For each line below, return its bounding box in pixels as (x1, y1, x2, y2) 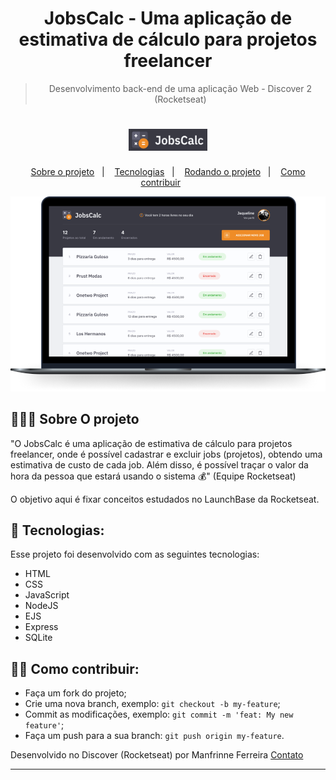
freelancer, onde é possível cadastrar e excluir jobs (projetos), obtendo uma (10, 448, 323, 460)
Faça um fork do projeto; (24, 687, 127, 699)
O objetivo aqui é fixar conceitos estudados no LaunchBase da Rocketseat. (10, 493, 320, 505)
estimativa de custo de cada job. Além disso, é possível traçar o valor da (10, 458, 309, 471)
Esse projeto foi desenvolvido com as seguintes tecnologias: (10, 548, 260, 561)
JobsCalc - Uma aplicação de (43, 7, 293, 30)
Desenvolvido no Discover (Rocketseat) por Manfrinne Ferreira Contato (10, 749, 304, 761)
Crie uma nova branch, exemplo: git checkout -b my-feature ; (24, 698, 281, 710)
